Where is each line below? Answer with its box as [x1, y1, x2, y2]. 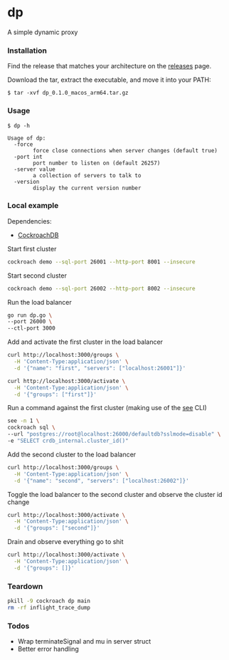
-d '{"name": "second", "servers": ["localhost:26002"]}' [14, 477, 190, 484]
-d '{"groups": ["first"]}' [14, 391, 97, 398]
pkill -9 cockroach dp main [7, 597, 91, 605]
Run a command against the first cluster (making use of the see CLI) [7, 404, 208, 412]
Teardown [7, 581, 43, 591]
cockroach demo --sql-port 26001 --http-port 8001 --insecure [7, 258, 196, 266]
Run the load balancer [7, 298, 73, 306]
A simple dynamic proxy [7, 28, 78, 36]
